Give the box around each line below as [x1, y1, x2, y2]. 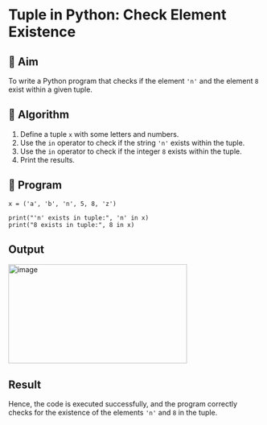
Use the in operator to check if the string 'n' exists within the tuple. [19, 138, 245, 147]
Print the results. [19, 155, 75, 164]
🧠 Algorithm [8, 108, 70, 122]
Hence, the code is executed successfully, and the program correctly [8, 399, 238, 409]
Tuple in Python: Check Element [8, 6, 227, 24]
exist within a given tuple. [8, 85, 92, 94]
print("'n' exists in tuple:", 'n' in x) [8, 213, 150, 222]
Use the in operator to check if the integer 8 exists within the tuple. [19, 146, 243, 156]
